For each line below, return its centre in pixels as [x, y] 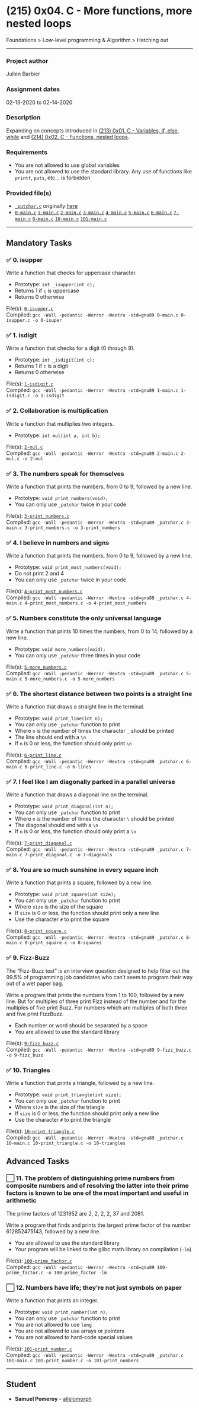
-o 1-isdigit [49, 396]
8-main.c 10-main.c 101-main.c [70, 219]
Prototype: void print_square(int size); [65, 894]
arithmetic [21, 1201]
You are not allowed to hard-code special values [74, 1337]
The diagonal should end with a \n [57, 825]
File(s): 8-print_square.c [36, 931]
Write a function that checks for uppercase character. [72, 273]
